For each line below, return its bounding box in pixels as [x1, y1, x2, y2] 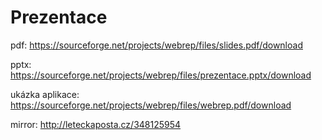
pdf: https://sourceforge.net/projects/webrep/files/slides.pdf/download [10, 39, 303, 51]
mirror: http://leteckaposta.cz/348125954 [10, 118, 182, 130]
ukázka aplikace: [10, 88, 80, 100]
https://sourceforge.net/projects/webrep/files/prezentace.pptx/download [10, 69, 312, 81]
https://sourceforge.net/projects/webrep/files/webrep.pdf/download [10, 99, 292, 111]
